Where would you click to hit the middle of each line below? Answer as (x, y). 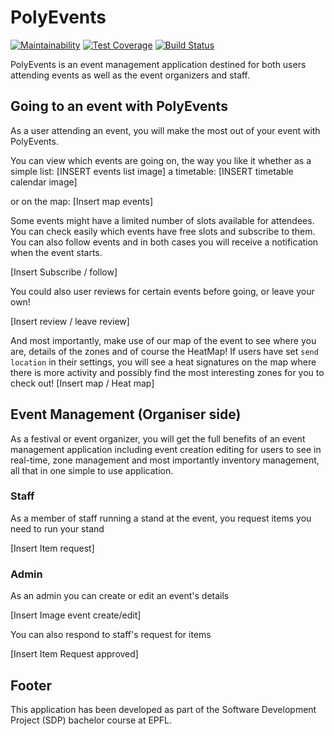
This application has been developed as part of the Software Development (163, 709)
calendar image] (44, 182)
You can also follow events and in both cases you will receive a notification (164, 242)
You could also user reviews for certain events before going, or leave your (162, 291)
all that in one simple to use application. (92, 470)
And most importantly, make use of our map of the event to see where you (163, 340)
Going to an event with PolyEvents (119, 106)
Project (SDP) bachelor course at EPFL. (91, 720)
